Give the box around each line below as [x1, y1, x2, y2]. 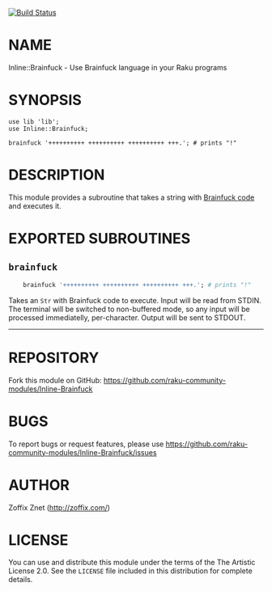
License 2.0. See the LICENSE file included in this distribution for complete [8, 566, 253, 576]
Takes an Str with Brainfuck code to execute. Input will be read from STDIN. [8, 295, 261, 305]
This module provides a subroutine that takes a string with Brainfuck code [8, 192, 255, 202]
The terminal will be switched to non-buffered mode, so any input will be [8, 304, 250, 314]
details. [8, 575, 33, 585]
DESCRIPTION [8, 166, 105, 184]
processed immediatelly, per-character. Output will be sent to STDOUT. [8, 312, 246, 323]
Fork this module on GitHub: [8, 375, 103, 385]
